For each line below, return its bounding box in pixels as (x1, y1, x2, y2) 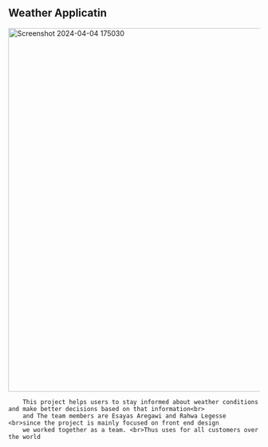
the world (8, 433, 41, 441)
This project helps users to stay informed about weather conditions (22, 398, 259, 406)
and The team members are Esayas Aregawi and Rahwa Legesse (22, 412, 227, 420)
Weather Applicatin (8, 6, 108, 20)
